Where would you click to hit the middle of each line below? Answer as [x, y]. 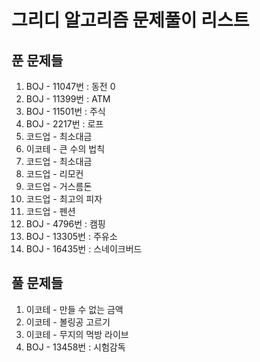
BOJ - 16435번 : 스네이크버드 [84, 249]
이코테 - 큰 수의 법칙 [65, 149]
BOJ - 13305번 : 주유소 [71, 236]
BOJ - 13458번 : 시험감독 [75, 347]
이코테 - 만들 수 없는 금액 [74, 309]
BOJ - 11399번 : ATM [68, 99]
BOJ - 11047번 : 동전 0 [70, 86]
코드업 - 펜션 [50, 211]
